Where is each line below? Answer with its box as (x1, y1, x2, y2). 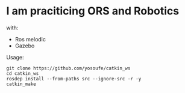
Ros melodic (14, 35, 46, 43)
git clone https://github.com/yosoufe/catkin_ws (6, 65, 131, 71)
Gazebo (14, 42, 35, 49)
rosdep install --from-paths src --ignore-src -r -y (6, 76, 142, 82)
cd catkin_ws (6, 70, 39, 76)
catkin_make (6, 81, 36, 87)
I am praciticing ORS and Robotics (6, 4, 180, 18)
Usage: (6, 53, 24, 61)
